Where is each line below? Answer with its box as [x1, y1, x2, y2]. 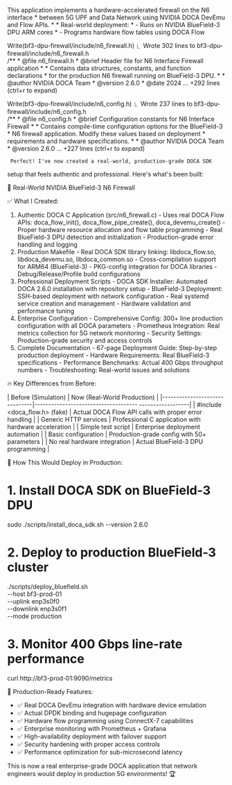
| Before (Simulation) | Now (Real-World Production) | [7, 393, 159, 402]
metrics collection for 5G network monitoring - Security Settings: [17, 329, 202, 337]
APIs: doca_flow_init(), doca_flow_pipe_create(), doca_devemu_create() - [17, 218, 226, 226]
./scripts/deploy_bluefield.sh [7, 582, 88, 590]
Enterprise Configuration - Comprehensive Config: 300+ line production [17, 314, 223, 322]
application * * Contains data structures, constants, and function [7, 64, 192, 72]
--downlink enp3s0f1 [7, 604, 67, 613]
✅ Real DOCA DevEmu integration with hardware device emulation [17, 701, 206, 709]
